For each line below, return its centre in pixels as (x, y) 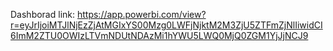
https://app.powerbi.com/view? (141, 14)
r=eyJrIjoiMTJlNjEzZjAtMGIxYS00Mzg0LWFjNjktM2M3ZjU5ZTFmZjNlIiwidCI (166, 25)
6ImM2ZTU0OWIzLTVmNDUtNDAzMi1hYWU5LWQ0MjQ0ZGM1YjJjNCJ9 (159, 35)
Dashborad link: (43, 14)
